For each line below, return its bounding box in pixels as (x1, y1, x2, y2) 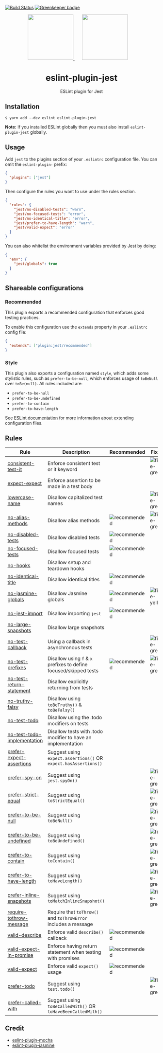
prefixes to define (48, 661, 88, 668)
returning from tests (48, 684, 93, 691)
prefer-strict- (7, 791, 40, 798)
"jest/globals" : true (14, 261, 57, 266)
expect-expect (7, 480, 42, 486)
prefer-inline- (7, 892, 40, 898)
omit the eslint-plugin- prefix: (5, 161, 67, 167)
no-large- (7, 621, 32, 627)
